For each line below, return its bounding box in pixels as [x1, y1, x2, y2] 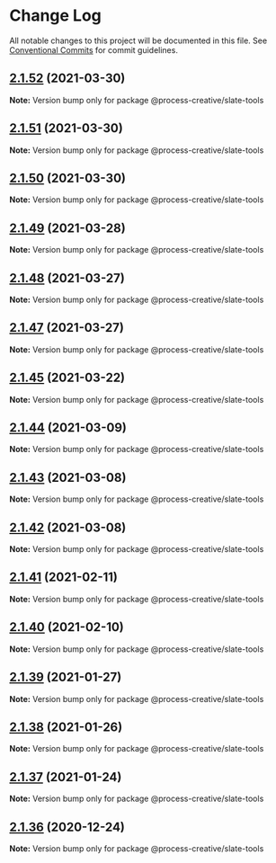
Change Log [9, 5, 102, 26]
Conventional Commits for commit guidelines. [9, 44, 178, 55]
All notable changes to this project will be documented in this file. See [9, 35, 268, 46]
